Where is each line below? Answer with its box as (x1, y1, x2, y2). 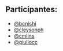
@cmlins (13, 32, 35, 39)
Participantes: (5, 5, 58, 14)
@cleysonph (13, 26, 44, 33)
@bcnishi (13, 20, 36, 27)
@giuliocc (13, 38, 38, 45)
